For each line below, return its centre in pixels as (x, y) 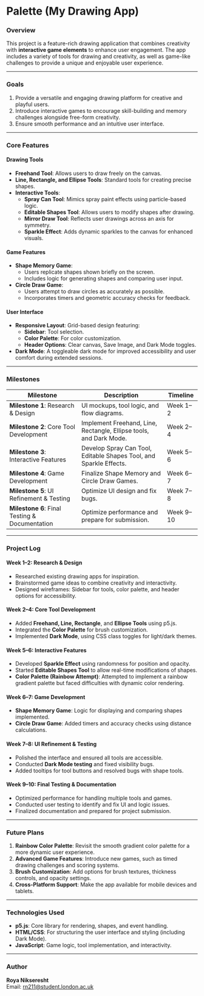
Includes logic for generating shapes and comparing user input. (104, 279)
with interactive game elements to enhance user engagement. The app (96, 50)
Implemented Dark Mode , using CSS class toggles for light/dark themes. (106, 636)
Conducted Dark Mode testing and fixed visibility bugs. (85, 764)
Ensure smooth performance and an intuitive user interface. (90, 124)
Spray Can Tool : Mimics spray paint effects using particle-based (105, 199)
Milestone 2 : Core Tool (42, 427)
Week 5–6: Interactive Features (46, 650)
